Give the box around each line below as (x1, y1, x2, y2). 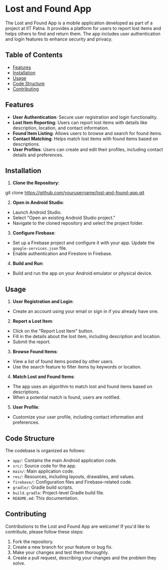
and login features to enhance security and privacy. (5, 36, 113, 42)
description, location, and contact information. (12, 125, 109, 131)
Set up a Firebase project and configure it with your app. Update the (12, 240, 155, 246)
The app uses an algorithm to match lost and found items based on (12, 384, 153, 390)
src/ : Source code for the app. (12, 463, 77, 468)
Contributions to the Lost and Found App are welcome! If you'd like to (5, 523, 150, 529)
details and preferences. (12, 152, 64, 158)
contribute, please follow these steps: (5, 528, 84, 534)
